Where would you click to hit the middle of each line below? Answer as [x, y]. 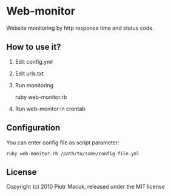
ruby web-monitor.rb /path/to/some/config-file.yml [73, 154]
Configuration [33, 128]
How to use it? [34, 47]
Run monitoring [34, 85]
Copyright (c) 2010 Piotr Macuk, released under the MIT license [85, 187]
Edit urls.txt [29, 73]
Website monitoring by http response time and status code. [80, 28]
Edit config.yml [34, 61]
